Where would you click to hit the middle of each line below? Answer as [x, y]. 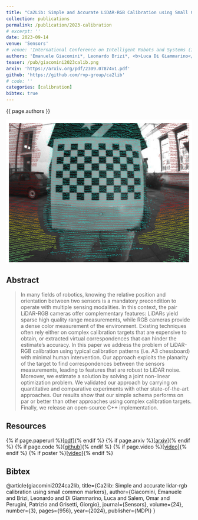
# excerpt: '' [24, 31]
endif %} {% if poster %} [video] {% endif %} [60, 453]
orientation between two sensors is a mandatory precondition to [98, 301]
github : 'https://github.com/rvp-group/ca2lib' [66, 75]
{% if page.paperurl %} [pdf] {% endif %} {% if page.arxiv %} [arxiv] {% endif [98, 440]
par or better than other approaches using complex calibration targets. [106, 401]
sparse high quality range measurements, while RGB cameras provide [105, 320]
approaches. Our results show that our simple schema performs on [102, 395]
